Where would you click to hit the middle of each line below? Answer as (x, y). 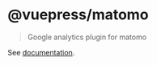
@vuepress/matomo (78, 15)
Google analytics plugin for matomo (87, 37)
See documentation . (41, 52)
